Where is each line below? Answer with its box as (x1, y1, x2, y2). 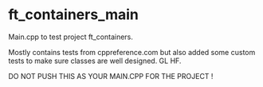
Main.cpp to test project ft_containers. (8, 32, 134, 42)
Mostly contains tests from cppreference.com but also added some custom (8, 47, 256, 57)
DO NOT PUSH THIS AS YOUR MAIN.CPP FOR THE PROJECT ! (8, 71, 214, 81)
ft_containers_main (8, 6, 139, 24)
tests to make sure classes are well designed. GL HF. (8, 56, 182, 65)
